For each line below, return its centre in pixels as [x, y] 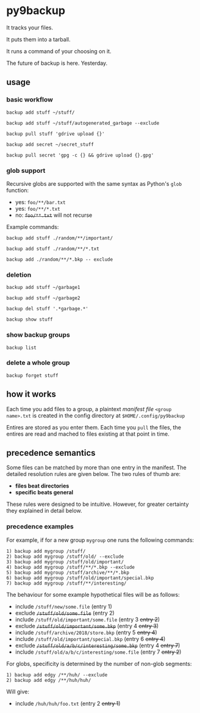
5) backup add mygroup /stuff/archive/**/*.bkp [68, 572]
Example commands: [33, 227]
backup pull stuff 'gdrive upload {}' [55, 134]
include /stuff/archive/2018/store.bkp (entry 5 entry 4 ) [86, 632]
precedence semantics [51, 453]
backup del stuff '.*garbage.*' [47, 309]
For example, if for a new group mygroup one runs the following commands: [100, 540]
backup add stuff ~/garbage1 [43, 288]
